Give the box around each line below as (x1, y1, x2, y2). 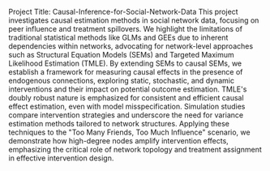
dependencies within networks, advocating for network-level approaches (8, 41, 254, 51)
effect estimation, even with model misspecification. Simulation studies (8, 101, 246, 111)
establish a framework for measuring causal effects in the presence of (8, 67, 243, 76)
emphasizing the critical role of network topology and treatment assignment (8, 145, 262, 154)
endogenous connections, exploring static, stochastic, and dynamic (8, 76, 235, 85)
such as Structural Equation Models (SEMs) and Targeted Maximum (8, 50, 235, 59)
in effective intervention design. (8, 153, 114, 163)
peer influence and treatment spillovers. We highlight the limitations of (8, 24, 243, 33)
